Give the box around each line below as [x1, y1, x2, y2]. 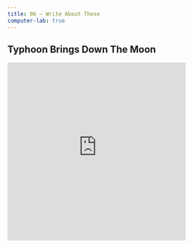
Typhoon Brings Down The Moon [7, 43, 157, 56]
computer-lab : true [7, 17, 66, 24]
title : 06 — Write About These [7, 10, 100, 18]
